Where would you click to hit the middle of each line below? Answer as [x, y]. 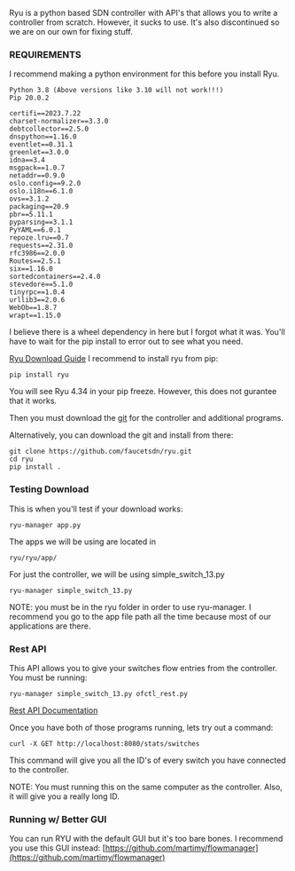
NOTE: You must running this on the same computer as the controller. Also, [146, 787]
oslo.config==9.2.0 [45, 184]
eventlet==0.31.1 [41, 145]
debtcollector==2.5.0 [49, 129]
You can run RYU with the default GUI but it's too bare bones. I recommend [146, 839]
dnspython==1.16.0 [43, 137]
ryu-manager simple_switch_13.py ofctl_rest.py [99, 693]
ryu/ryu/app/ [33, 558]
